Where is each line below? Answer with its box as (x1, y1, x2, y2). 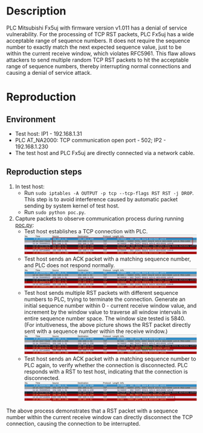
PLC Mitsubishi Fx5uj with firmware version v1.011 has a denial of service (6, 24, 187, 31)
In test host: (14, 183, 45, 190)
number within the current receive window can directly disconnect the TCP (6, 413, 193, 420)
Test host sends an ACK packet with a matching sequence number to (24, 355, 196, 362)
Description (6, 4, 66, 18)
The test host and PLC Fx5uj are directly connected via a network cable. (14, 149, 195, 156)
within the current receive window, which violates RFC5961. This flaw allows (6, 49, 196, 57)
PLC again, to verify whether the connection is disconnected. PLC (24, 361, 188, 368)
